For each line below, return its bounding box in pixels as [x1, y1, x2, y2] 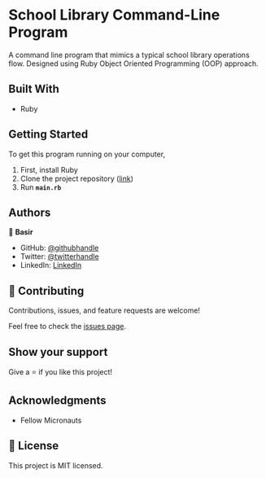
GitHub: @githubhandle [20, 243, 99, 253]
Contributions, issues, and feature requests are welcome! [8, 305, 201, 315]
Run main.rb [20, 182, 62, 192]
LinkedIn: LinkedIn [20, 261, 82, 270]
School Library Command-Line [8, 6, 220, 24]
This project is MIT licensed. [8, 460, 103, 470]
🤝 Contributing [8, 283, 85, 298]
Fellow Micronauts [20, 415, 82, 425]
